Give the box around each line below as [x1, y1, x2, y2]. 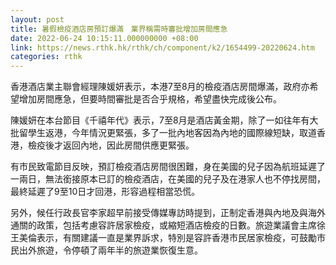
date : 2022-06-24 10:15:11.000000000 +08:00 [10, 33, 199, 43]
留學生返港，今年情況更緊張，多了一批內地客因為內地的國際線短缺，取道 [18, 127, 317, 139]
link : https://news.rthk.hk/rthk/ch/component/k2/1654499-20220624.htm [10, 42, 315, 53]
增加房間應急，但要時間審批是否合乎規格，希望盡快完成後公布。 [18, 93, 282, 105]
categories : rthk [10, 52, 83, 62]
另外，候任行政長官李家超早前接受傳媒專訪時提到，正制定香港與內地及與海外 [10, 207, 326, 219]
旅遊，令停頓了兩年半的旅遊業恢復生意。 [36, 244, 203, 256]
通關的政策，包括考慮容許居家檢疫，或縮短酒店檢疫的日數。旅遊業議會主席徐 [10, 219, 326, 231]
